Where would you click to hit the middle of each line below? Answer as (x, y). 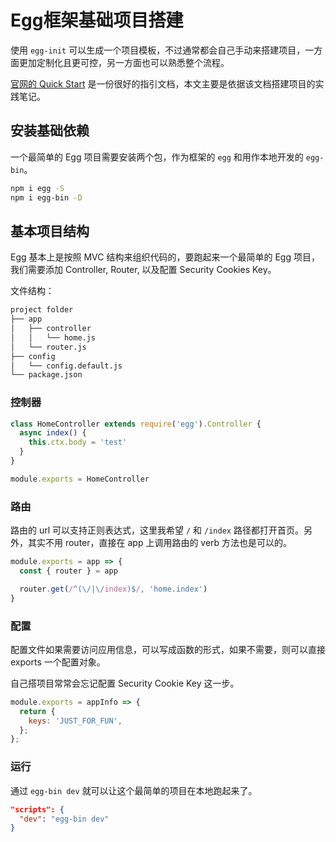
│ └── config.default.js (66, 366)
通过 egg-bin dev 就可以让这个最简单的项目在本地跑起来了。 (134, 790)
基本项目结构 (50, 231)
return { (37, 711)
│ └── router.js (48, 347)
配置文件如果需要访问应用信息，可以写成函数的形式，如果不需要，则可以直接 (168, 649)
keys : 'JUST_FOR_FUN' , (75, 721)
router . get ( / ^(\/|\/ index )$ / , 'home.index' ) (113, 589)
